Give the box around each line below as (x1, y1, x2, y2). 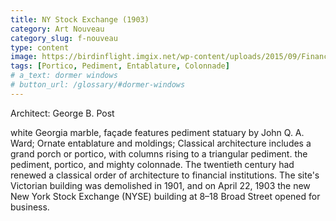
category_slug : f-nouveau (10, 33, 118, 43)
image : (10, 52, 38, 62)
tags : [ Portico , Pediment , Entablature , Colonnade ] (10, 61, 230, 71)
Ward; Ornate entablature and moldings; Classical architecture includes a (10, 137, 312, 149)
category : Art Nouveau (10, 24, 105, 34)
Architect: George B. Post (10, 107, 115, 119)
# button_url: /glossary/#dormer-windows (10, 80, 186, 90)
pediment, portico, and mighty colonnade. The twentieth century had (10, 158, 295, 170)
